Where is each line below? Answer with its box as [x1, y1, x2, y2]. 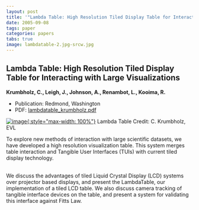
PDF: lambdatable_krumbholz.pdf [14, 106, 97, 113]
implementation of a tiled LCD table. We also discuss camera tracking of [6, 185, 182, 192]
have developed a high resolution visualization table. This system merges [6, 141, 185, 148]
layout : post [6, 8, 38, 15]
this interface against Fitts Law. [6, 197, 82, 204]
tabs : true [6, 36, 33, 42]
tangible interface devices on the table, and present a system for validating [6, 190, 189, 198]
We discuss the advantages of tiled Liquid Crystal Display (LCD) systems [6, 172, 184, 179]
